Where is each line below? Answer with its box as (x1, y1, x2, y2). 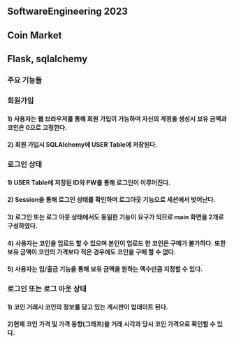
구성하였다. (7, 221, 38, 230)
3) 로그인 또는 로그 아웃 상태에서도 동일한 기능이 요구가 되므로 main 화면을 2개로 (7, 212, 224, 221)
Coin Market (7, 29, 62, 41)
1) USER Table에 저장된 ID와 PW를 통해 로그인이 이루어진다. (7, 178, 171, 187)
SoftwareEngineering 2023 (7, 6, 128, 17)
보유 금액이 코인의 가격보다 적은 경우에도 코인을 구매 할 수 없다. (7, 247, 176, 256)
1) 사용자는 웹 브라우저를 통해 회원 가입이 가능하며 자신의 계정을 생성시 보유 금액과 (7, 115, 227, 123)
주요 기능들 (7, 75, 43, 85)
